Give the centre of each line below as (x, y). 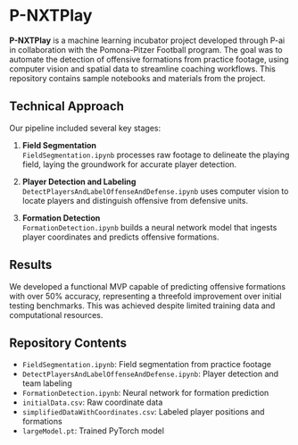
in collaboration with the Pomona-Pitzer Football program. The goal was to (146, 49)
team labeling (47, 383)
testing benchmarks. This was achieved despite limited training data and (142, 306)
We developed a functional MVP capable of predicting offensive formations (148, 286)
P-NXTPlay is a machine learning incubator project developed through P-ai (147, 40)
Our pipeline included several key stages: (85, 128)
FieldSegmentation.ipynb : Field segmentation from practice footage (147, 365)
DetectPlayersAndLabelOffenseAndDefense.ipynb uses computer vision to (155, 191)
